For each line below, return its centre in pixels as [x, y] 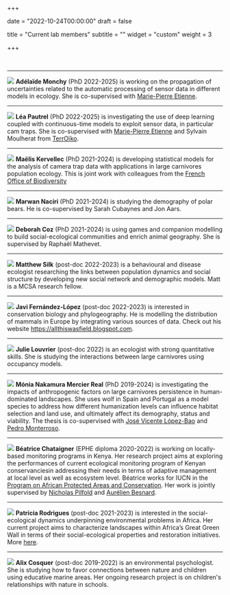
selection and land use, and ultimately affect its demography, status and [108, 413]
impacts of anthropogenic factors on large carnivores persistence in [103, 392]
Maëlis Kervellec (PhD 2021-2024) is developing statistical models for [115, 159]
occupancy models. [35, 364]
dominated [22, 399]
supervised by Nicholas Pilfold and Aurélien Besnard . [82, 492]
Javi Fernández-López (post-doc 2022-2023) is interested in [102, 307]
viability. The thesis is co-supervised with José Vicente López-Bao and [107, 421]
